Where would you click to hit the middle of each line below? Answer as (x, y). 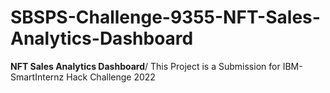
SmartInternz (37, 77)
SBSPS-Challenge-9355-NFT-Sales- (165, 17)
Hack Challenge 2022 (111, 77)
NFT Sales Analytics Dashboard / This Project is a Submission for (145, 66)
